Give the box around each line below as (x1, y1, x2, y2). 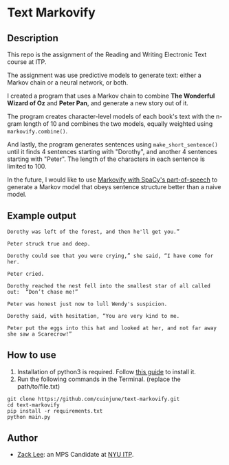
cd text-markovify (7, 401, 60, 409)
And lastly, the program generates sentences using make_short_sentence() (7, 140, 218, 149)
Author (7, 432, 38, 444)
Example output (7, 210, 77, 221)
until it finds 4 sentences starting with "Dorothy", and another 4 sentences (7, 148, 218, 155)
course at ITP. (7, 58, 47, 66)
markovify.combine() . (7, 127, 68, 135)
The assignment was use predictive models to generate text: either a (7, 71, 201, 79)
